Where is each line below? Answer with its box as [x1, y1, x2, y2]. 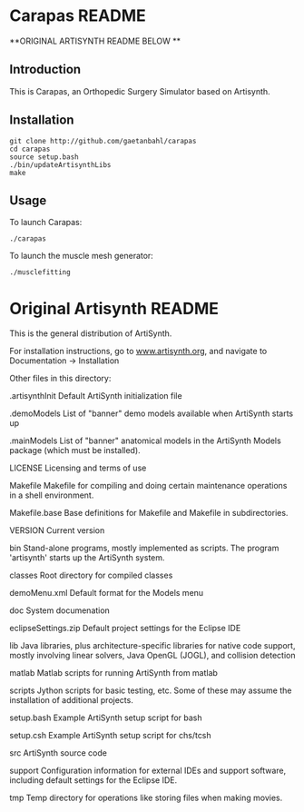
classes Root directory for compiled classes [9, 569, 173, 581]
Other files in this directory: [9, 373, 112, 384]
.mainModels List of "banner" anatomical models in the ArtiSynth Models [9, 435, 281, 446]
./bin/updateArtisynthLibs [9, 160, 112, 169]
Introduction [9, 62, 82, 77]
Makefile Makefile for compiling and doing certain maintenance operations [9, 480, 288, 491]
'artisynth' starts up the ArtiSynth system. [9, 552, 165, 563]
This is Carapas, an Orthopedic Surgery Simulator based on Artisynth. [9, 85, 270, 96]
